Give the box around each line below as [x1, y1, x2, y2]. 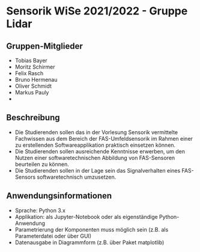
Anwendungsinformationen [6, 191, 112, 201]
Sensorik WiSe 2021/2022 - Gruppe [6, 4, 188, 18]
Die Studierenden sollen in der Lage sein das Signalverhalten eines [14, 167, 181, 174]
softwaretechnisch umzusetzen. [37, 173, 117, 180]
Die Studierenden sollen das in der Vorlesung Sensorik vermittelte [14, 128, 178, 136]
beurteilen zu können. [14, 161, 69, 168]
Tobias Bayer [14, 57, 48, 64]
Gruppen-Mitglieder [6, 41, 83, 51]
